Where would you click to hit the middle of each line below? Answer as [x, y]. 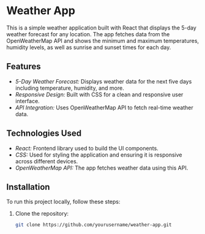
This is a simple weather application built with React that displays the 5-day [102, 28]
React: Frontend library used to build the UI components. [87, 148]
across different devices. [47, 161]
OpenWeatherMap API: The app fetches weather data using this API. [102, 168]
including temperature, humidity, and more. [69, 88]
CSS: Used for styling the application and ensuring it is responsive [99, 155]
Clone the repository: [42, 214]
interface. [27, 101]
